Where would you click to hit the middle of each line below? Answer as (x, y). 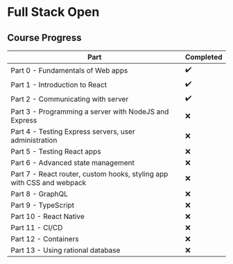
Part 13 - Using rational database (66, 250)
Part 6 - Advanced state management (73, 162)
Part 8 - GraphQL (39, 194)
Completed (204, 57)
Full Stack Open (53, 12)
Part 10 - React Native (48, 217)
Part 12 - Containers (45, 239)
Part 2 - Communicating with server (70, 99)
